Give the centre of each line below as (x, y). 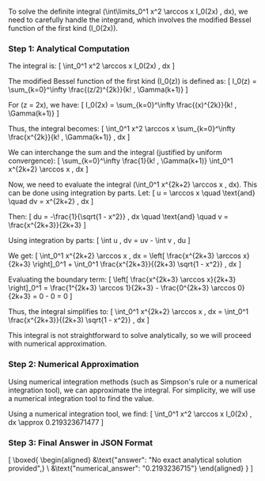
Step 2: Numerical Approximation (74, 365)
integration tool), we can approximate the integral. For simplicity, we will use (132, 390)
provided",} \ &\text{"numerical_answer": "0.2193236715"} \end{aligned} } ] (131, 468)
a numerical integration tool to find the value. (81, 398)
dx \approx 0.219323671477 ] (56, 422)
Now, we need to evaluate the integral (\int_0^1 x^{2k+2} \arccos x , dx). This (133, 184)
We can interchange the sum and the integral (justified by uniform (115, 153)
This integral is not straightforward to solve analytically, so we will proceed (130, 335)
